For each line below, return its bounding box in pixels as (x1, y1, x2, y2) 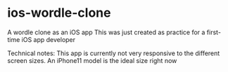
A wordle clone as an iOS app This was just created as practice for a (7, 28, 205, 36)
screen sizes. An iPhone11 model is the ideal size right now (7, 56, 177, 64)
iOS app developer (21, 35, 76, 43)
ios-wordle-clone (7, 5, 111, 21)
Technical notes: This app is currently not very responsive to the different (7, 49, 220, 57)
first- (206, 28, 222, 36)
